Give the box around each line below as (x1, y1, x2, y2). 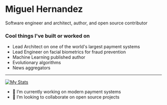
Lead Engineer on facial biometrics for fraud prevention (12, 49, 126, 55)
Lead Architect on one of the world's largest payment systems (12, 44, 140, 50)
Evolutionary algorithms (12, 60, 61, 66)
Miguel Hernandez (5, 3, 83, 15)
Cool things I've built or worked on (5, 32, 90, 39)
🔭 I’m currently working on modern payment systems (12, 89, 121, 95)
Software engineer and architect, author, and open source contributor (5, 20, 148, 26)
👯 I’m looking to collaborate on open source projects (12, 94, 120, 100)
